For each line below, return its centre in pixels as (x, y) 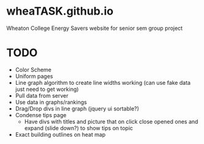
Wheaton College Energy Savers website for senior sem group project (94, 28)
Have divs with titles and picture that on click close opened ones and (111, 121)
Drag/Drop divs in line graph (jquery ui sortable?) (77, 109)
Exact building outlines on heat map (60, 134)
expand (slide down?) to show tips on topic (79, 128)
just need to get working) (47, 89)
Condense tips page (41, 115)
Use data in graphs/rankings (51, 102)
